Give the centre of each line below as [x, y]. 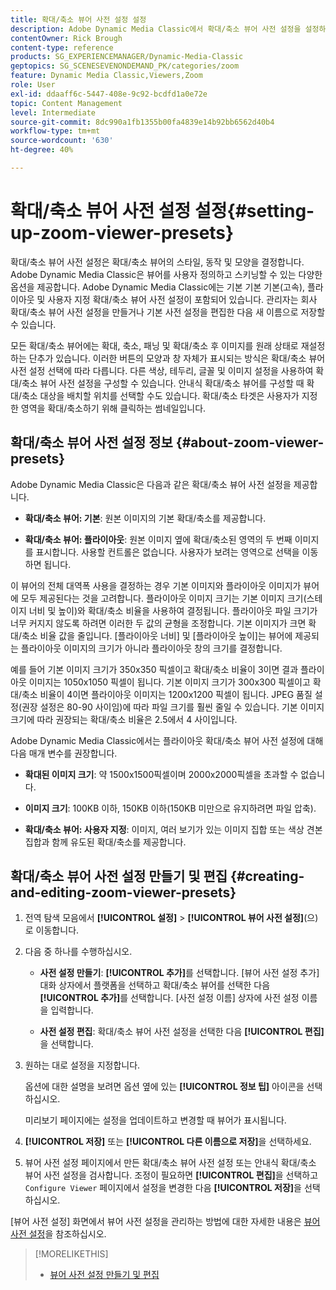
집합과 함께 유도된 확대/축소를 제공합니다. [105, 842]
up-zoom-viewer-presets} [122, 233]
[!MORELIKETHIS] [71, 1254]
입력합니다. [72, 1010]
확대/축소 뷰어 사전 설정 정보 [91, 442]
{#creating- [267, 876]
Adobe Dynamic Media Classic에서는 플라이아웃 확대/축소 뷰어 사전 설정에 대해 [167, 740]
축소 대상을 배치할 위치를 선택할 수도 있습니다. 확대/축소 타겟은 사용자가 [160, 395]
